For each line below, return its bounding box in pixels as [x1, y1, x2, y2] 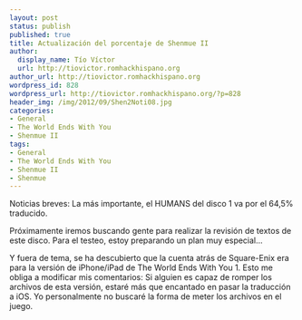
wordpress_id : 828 [9, 81, 79, 90]
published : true [9, 30, 71, 39]
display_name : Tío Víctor [17, 55, 116, 64]
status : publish [9, 22, 71, 31]
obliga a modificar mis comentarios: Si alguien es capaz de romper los [9, 272, 272, 283]
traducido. [9, 208, 48, 218]
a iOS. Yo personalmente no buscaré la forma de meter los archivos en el [9, 291, 282, 302]
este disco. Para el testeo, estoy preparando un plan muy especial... [9, 235, 263, 246]
